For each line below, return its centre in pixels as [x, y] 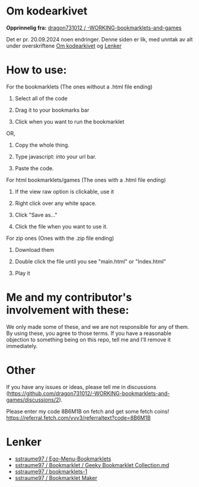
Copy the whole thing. [42, 145]
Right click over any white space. [56, 203]
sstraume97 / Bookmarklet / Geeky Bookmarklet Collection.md [92, 465]
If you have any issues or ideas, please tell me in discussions [82, 387]
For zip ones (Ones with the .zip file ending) [60, 238]
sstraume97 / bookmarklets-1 [51, 471]
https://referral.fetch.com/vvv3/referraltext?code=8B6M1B [79, 418]
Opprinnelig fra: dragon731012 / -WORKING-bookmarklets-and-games [94, 28]
